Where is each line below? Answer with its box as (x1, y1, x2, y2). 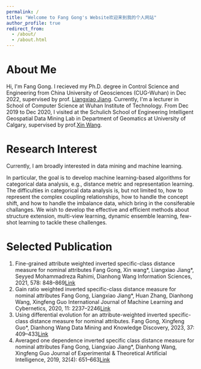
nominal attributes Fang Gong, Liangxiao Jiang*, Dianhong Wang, (14, 343, 177, 350)
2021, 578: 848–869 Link (14, 279, 75, 286)
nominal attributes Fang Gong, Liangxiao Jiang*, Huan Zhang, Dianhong (14, 292, 193, 299)
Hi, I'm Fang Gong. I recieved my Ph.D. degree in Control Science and (6, 83, 179, 90)
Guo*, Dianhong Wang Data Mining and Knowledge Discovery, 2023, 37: (14, 324, 195, 331)
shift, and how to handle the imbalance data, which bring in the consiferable (6, 200, 195, 207)
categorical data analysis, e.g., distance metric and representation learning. (6, 180, 194, 188)
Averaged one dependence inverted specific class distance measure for (14, 336, 194, 344)
